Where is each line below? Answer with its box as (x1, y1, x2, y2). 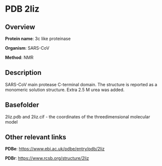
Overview (5, 23, 36, 31)
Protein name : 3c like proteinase (5, 36, 71, 41)
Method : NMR (5, 55, 34, 60)
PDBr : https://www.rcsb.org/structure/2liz (5, 155, 89, 161)
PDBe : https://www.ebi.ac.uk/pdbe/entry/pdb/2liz (5, 146, 105, 152)
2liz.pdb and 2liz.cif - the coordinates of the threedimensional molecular (5, 113, 150, 120)
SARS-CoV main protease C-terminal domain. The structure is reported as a (5, 81, 158, 87)
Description (5, 69, 41, 77)
